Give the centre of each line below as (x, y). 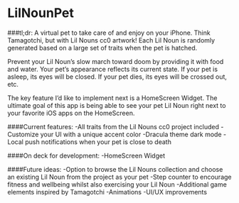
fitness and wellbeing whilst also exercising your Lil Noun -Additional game (117, 184)
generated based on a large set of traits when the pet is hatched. (102, 48)
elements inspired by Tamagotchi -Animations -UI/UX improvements (107, 192)
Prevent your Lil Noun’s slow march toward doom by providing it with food (116, 61)
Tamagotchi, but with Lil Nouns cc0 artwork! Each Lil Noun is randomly (111, 40)
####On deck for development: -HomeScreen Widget (86, 155)
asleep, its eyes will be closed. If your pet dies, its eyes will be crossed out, (117, 77)
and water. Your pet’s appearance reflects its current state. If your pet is (113, 69)
